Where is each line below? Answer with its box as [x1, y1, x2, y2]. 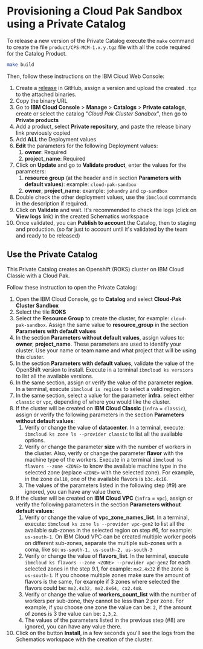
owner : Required [24, 148, 67, 155]
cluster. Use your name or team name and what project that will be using [15, 346, 196, 354]
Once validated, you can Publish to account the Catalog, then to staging [15, 219, 196, 226]
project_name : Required [24, 155, 86, 162]
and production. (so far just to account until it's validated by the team [15, 225, 188, 233]
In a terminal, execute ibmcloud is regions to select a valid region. [15, 385, 182, 392]
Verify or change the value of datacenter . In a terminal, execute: [24, 424, 185, 431]
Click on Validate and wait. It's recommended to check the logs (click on [15, 206, 197, 213]
